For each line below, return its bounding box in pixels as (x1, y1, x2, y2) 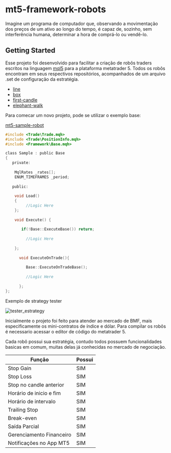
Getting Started (5, 46, 56, 55)
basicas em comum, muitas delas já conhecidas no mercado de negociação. (5, 344, 166, 350)
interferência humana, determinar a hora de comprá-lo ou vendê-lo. (5, 31, 148, 37)
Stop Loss (8, 373, 32, 380)
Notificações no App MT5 (8, 439, 70, 446)
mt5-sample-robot (5, 122, 44, 128)
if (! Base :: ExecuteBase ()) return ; (21, 227, 95, 232)
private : (12, 160, 31, 166)
